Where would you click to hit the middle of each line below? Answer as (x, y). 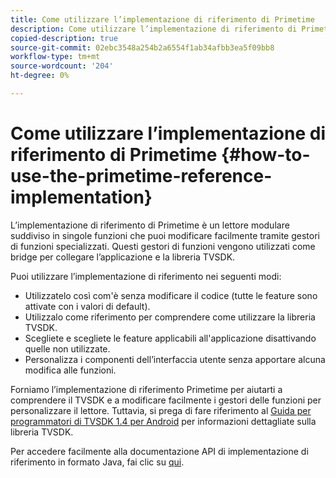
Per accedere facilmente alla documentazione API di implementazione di (159, 451)
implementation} (81, 197)
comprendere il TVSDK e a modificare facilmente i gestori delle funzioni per (166, 400)
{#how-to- (265, 155)
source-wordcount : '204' (62, 66)
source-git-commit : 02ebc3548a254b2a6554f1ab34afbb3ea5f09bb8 (142, 47)
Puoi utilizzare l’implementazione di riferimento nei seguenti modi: (146, 276)
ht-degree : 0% (40, 76)
